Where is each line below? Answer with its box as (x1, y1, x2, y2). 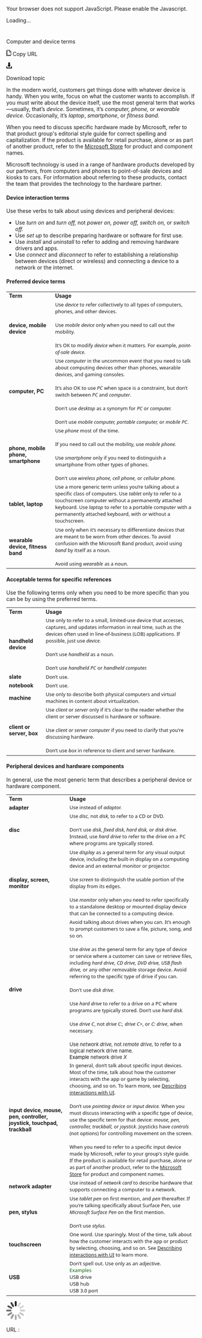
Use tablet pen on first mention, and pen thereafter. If (69, 1194, 191, 1202)
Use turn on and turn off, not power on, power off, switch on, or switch (14, 219, 190, 226)
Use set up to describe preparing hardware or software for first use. (14, 232, 183, 239)
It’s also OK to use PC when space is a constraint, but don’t (55, 384, 188, 392)
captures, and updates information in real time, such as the (45, 623, 182, 631)
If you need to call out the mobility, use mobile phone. (55, 441, 177, 448)
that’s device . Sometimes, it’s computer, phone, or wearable (31, 106, 180, 113)
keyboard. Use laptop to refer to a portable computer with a (55, 503, 192, 511)
